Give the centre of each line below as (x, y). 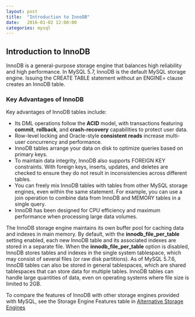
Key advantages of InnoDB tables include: (56, 112)
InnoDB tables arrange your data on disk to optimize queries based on (99, 148)
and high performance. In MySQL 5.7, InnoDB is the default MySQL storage (96, 72)
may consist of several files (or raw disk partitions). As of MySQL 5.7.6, (91, 259)
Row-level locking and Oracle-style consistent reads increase (89, 136)
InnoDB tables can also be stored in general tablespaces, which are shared (96, 265)
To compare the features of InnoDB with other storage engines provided (93, 295)
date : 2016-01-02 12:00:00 (41, 22)
